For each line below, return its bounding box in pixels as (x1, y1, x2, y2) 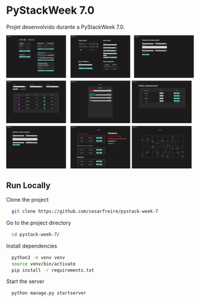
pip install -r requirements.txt (11, 267, 95, 273)
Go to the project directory (6, 219, 71, 226)
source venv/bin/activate (11, 261, 76, 267)
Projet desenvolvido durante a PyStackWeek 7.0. (6, 23, 125, 30)
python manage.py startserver (11, 290, 86, 296)
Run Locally (6, 180, 51, 190)
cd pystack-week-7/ (11, 231, 60, 238)
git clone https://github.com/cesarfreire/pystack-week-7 (11, 208, 159, 215)
